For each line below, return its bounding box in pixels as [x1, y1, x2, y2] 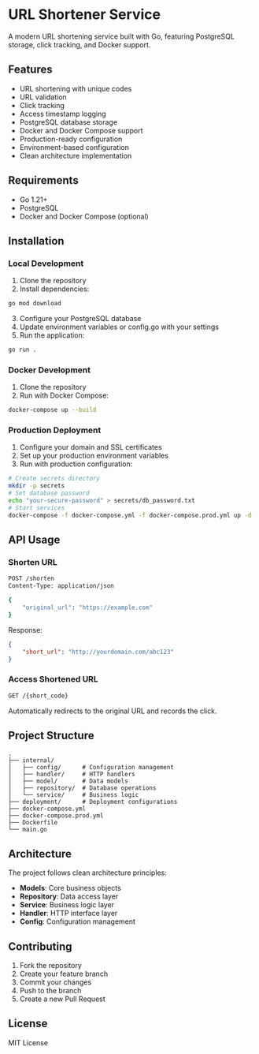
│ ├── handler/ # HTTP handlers [8, 771, 135, 779]
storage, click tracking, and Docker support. [8, 39, 151, 49]
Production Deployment [8, 424, 102, 435]
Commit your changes [19, 977, 92, 987]
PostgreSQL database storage [19, 117, 118, 127]
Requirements [8, 174, 79, 187]
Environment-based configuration [19, 142, 130, 151]
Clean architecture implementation [19, 151, 132, 160]
